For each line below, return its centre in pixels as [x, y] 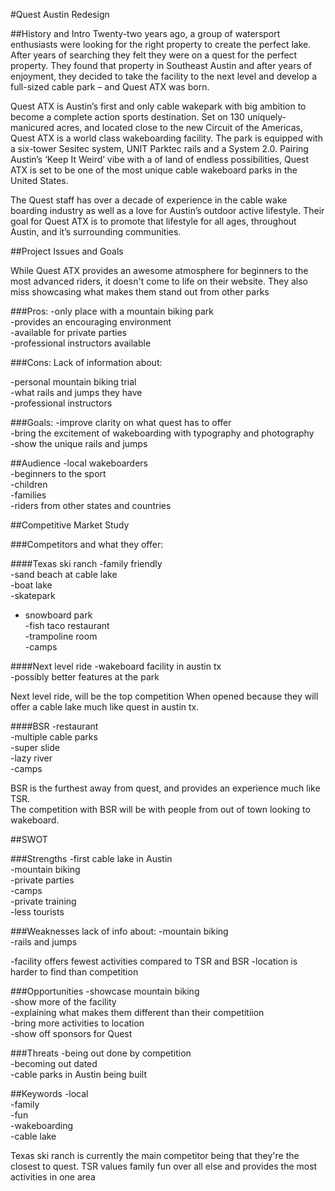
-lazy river [31, 758]
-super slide [35, 747]
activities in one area [53, 1177]
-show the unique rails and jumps [79, 443]
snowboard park [58, 615]
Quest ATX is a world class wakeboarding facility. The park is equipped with [166, 138]
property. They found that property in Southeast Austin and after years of [161, 65]
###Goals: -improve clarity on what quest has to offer [121, 422]
